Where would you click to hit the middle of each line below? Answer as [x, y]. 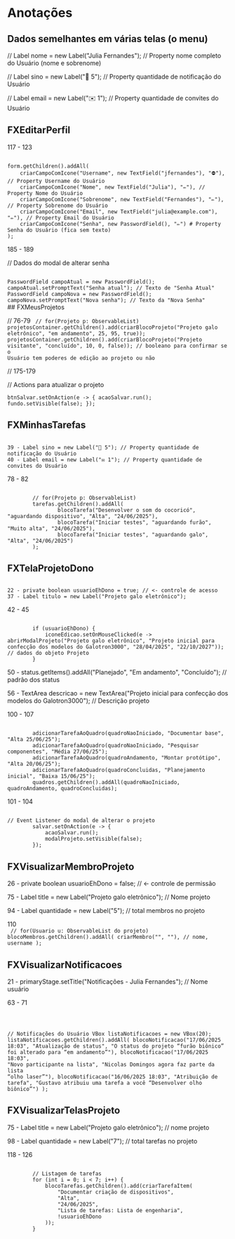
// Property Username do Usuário [56, 181]
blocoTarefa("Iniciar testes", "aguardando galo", [133, 534]
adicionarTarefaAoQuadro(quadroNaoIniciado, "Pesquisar [116, 746]
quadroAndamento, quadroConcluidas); [62, 789]
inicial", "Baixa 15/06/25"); [52, 776]
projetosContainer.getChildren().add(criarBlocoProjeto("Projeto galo [113, 327]
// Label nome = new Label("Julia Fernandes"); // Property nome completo [114, 55]
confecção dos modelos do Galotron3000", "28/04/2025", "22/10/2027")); [116, 647]
